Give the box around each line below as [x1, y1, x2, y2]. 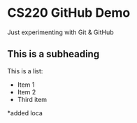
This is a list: [7, 66, 43, 75]
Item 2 [17, 87, 36, 96]
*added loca [7, 108, 43, 117]
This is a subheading [7, 48, 100, 60]
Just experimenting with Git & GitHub [7, 28, 114, 36]
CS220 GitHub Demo [7, 5, 131, 21]
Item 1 [17, 80, 35, 89]
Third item [17, 95, 48, 103]
